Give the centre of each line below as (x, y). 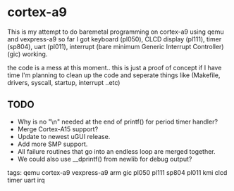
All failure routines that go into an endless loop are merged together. (117, 151)
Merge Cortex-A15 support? (58, 129)
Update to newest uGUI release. (64, 136)
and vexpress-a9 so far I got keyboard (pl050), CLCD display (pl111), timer (115, 39)
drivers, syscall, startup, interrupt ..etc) (64, 82)
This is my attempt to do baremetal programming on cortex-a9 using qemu (116, 32)
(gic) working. (27, 54)
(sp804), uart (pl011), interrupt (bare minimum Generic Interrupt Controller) (116, 46)
